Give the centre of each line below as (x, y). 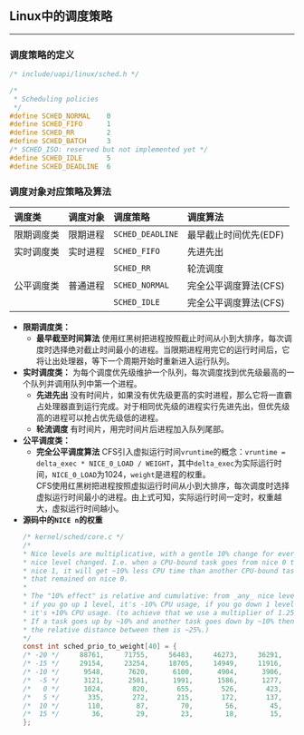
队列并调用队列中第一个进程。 (86, 384)
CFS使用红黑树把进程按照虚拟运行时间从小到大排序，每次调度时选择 (163, 486)
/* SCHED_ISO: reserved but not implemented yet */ (109, 150)
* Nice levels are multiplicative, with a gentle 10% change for (148, 554)
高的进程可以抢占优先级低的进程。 (100, 418)
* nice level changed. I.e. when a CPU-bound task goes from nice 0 (154, 562)
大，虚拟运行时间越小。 (80, 509)
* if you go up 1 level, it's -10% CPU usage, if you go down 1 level (158, 605)
